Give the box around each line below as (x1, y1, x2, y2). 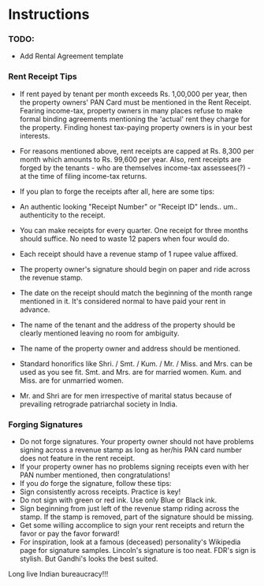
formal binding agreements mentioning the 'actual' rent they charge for (19, 114, 251, 124)
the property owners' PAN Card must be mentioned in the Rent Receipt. (19, 97, 252, 107)
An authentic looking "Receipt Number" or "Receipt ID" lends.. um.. (19, 202, 238, 211)
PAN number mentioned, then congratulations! (19, 470, 171, 480)
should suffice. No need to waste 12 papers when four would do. (19, 234, 230, 243)
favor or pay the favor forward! (19, 529, 120, 539)
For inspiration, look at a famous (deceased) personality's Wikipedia (19, 537, 241, 547)
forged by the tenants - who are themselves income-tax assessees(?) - (19, 163, 251, 172)
